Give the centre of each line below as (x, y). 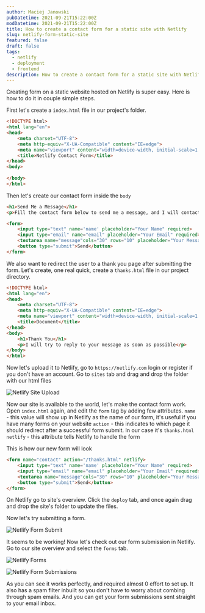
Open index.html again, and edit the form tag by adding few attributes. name (101, 411)
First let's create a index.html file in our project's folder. (76, 110)
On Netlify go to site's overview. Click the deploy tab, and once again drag (99, 500)
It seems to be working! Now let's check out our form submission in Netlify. (101, 542)
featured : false (27, 40)
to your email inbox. (31, 603)
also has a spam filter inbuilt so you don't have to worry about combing (96, 590)
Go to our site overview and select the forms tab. (67, 548)
